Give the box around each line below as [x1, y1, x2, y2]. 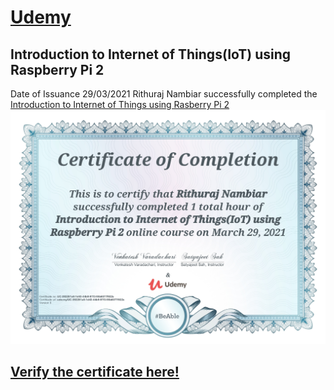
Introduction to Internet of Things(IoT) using [10, 46, 292, 63]
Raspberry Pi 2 [10, 61, 105, 78]
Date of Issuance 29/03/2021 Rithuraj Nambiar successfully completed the [10, 88, 318, 100]
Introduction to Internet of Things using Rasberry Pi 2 [10, 99, 230, 110]
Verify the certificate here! [10, 363, 180, 380]
